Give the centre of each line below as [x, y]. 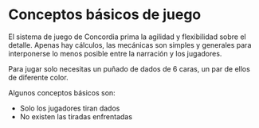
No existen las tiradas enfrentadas [76, 116]
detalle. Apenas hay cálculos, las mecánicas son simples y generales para [130, 45]
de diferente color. [39, 77]
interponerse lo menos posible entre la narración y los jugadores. [115, 53]
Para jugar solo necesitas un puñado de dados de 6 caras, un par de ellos [129, 68]
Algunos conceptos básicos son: [62, 92]
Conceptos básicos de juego [105, 15]
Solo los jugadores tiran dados [70, 108]
